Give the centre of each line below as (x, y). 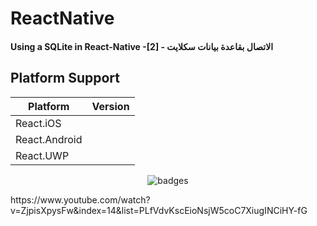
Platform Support (65, 78)
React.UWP (42, 155)
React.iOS (38, 123)
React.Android (49, 139)
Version (110, 106)
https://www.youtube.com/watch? (80, 199)
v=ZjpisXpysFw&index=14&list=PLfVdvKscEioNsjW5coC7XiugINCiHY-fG (159, 210)
